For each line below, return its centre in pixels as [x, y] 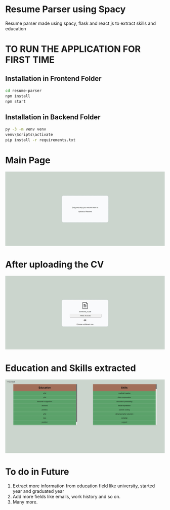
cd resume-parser [24, 90]
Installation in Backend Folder [53, 117]
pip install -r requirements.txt [40, 140]
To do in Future [37, 472]
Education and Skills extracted [71, 368]
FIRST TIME [30, 60]
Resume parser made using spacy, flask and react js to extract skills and [80, 23]
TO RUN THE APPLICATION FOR [73, 49]
